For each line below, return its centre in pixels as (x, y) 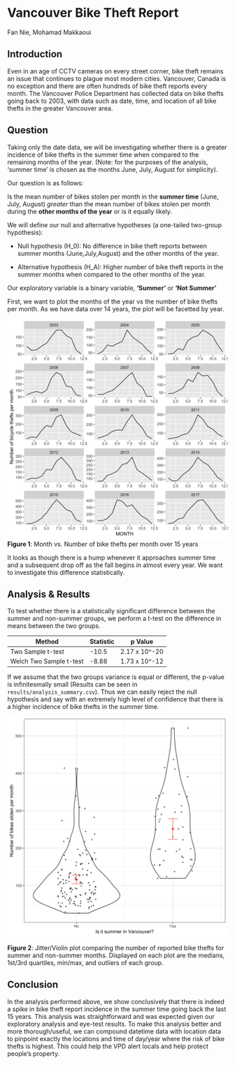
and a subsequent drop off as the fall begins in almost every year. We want (115, 565)
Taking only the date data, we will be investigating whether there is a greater (117, 147)
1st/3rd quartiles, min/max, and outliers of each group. (85, 962)
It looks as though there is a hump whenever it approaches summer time (112, 557)
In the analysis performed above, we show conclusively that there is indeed (116, 1001)
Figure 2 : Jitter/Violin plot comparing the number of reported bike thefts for (116, 948)
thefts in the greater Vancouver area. (60, 108)
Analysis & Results (49, 594)
